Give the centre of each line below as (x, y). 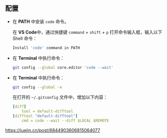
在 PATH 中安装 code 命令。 (40, 21)
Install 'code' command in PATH (46, 48)
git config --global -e (37, 87)
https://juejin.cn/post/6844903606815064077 (53, 130)
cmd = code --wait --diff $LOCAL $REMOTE (65, 121)
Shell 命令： (25, 38)
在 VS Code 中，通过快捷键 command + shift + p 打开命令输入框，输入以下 (87, 32)
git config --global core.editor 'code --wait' (63, 67)
